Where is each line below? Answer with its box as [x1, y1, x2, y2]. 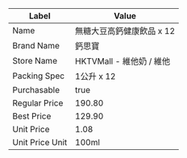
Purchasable [12, 85, 60, 95]
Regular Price [12, 98, 64, 108]
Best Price [12, 110, 52, 122]
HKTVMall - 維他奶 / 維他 [75, 56, 171, 67]
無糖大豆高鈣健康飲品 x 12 [75, 26, 176, 36]
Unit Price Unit [12, 137, 68, 148]
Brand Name [12, 40, 60, 51]
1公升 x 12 [75, 71, 116, 81]
